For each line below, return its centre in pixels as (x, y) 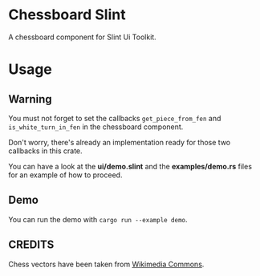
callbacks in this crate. (45, 151)
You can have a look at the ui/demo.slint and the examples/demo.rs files (130, 166)
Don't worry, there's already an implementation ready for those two (120, 142)
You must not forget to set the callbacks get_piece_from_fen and (115, 118)
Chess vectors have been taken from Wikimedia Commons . (106, 264)
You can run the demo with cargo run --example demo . (98, 219)
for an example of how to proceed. (65, 175)
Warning (30, 99)
